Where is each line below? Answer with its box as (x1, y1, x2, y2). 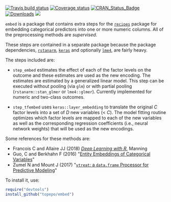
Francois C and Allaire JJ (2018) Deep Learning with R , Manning (12, 146, 148, 151)
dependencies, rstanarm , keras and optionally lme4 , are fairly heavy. (5, 47, 148, 53)
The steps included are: (5, 57, 55, 63)
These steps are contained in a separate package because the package (5, 41, 156, 48)
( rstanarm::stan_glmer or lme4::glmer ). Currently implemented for (12, 88, 152, 95)
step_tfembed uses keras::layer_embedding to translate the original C (12, 104, 158, 110)
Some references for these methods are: (5, 136, 91, 142)
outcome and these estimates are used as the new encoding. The (12, 72, 151, 78)
